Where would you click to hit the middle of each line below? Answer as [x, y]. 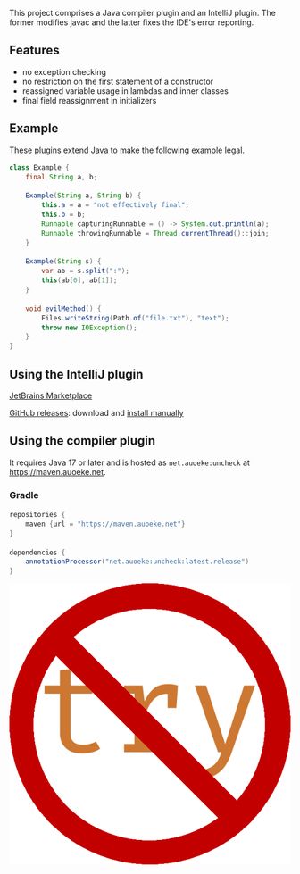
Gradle [24, 495]
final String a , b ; [62, 177]
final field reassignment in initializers [89, 100]
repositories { [37, 515]
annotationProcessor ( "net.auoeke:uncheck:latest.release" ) [137, 562]
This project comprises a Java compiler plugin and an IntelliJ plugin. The [143, 13]
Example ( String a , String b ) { [83, 196]
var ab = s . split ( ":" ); [85, 271]
